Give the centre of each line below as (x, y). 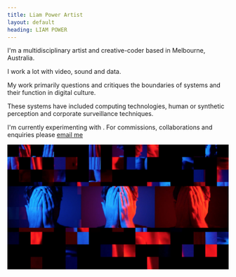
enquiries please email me (45, 135)
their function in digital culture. (52, 93)
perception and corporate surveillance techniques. (80, 114)
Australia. (21, 58)
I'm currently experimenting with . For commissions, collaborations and (110, 127)
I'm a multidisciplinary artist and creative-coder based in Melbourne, (106, 51)
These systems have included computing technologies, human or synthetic (116, 106)
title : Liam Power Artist (45, 15)
